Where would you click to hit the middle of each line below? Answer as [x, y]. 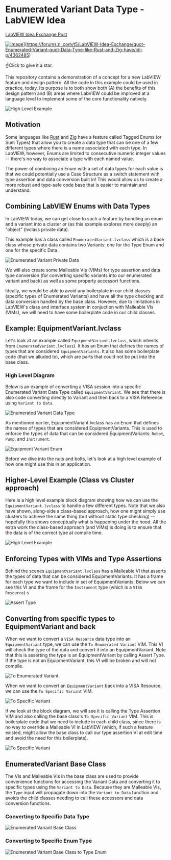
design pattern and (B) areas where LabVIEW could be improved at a [77, 93]
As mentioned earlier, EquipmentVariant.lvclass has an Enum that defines [82, 422]
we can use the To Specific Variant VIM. [49, 691]
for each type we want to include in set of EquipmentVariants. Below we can [86, 582]
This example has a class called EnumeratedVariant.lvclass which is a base [85, 239]
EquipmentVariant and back [51, 627]
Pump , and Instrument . [28, 439]
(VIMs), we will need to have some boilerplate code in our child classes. [81, 312]
